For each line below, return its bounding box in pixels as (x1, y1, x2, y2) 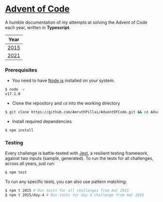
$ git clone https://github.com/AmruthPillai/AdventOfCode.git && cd (5, 109, 149, 114)
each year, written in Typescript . (5, 24, 71, 30)
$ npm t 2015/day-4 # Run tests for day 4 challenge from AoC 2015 (5, 192, 145, 197)
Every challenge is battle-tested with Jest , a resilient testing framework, (5, 150, 149, 156)
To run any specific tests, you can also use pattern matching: (5, 178, 127, 185)
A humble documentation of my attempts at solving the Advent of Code (5, 19, 147, 25)
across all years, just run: (5, 161, 55, 167)
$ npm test (5, 170, 27, 175)
